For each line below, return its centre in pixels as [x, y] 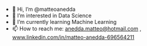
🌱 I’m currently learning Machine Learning [64, 22]
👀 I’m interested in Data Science [52, 16]
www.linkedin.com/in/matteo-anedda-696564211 [73, 37]
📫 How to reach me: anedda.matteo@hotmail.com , [77, 29]
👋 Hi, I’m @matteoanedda [44, 9]
